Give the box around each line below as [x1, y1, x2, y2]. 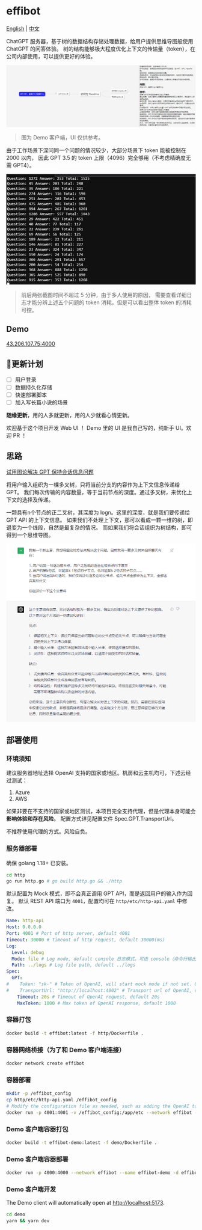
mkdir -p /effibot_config [6, 1091, 71, 1097]
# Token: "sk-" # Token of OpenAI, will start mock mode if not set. [6, 981, 192, 987]
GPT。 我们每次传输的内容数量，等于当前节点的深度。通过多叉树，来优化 [6, 488, 188, 495]
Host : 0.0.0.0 [6, 924, 42, 930]
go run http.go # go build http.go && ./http [6, 878, 122, 884]
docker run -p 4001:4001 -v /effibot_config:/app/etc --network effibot [6, 1109, 192, 1116]
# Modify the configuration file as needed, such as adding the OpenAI [6, 1103, 189, 1109]
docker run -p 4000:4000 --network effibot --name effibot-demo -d [6, 1170, 179, 1176]
